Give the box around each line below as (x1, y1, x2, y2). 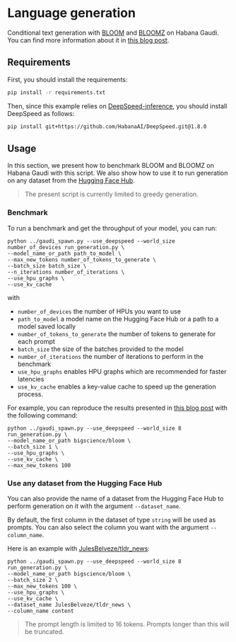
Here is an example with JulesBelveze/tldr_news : (7, 544, 150, 553)
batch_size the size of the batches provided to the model (17, 345, 184, 353)
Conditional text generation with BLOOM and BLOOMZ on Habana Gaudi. (7, 28, 219, 37)
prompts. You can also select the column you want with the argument (7, 522, 209, 532)
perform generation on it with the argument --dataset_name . (7, 501, 182, 510)
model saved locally (17, 322, 76, 331)
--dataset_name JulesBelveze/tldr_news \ (7, 601, 131, 608)
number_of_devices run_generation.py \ (7, 243, 125, 251)
